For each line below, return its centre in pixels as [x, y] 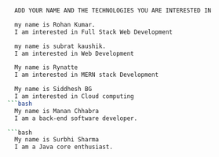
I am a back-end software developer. [76, 118]
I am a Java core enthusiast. [64, 147]
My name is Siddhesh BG [53, 89]
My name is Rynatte [46, 68]
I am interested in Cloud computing [74, 97]
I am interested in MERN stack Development [86, 75]
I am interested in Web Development [74, 53]
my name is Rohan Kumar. [55, 24]
